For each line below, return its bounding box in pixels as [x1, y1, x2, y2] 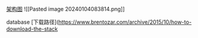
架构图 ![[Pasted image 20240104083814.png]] [6, 6, 125, 12]
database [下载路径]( [6, 18, 59, 26]
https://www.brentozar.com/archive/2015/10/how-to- [58, 18, 192, 26]
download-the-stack [6, 25, 58, 32]
